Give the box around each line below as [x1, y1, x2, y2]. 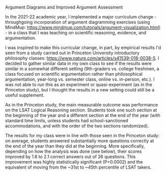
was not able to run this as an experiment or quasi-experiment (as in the [5, 82, 153, 87]
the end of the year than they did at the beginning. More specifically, [5, 143, 145, 149]
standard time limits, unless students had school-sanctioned [5, 118, 128, 123]
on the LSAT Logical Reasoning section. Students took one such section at [5, 107, 157, 113]
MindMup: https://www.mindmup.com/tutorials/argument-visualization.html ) [5, 24, 161, 30]
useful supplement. [5, 92, 45, 98]
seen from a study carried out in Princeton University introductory [5, 50, 140, 56]
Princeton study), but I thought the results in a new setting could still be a [5, 87, 155, 92]
